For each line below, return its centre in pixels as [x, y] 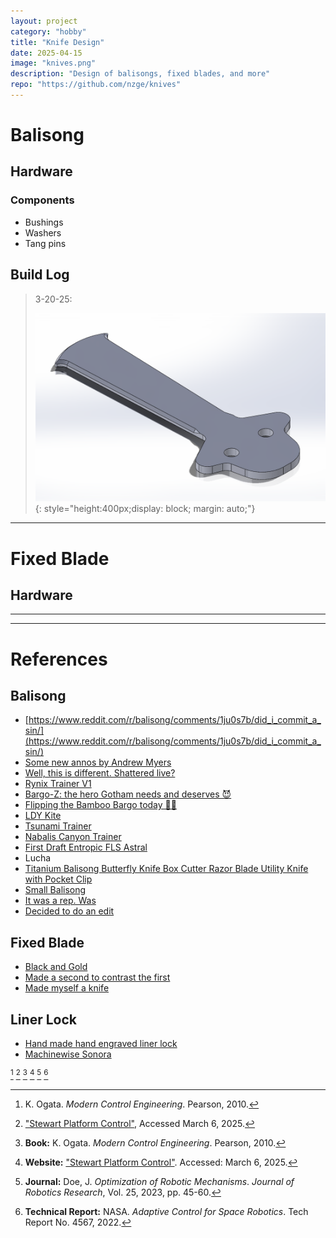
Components [42, 200]
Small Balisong [55, 890]
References [59, 659]
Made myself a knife [67, 988]
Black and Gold [56, 967]
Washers [43, 232]
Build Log [40, 275]
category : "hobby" [48, 31]
